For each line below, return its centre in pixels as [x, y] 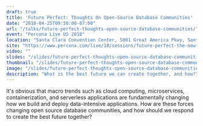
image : [14, 68]
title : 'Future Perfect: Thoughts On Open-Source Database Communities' [100, 18]
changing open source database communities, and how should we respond [100, 110]
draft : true [21, 12]
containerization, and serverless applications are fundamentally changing [98, 98]
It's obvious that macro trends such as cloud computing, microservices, [95, 91]
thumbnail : [20, 62]
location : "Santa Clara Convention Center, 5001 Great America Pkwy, [96, 40]
